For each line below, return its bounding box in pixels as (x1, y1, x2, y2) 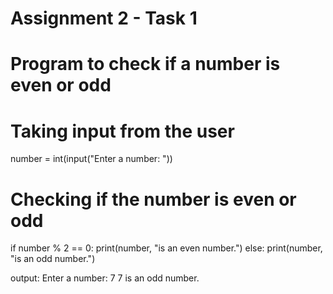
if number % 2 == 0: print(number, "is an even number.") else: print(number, (10, 242, 323, 254)
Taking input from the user (10, 120, 235, 142)
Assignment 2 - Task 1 (10, 7, 198, 30)
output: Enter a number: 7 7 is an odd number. (10, 272, 200, 284)
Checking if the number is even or (10, 188, 297, 211)
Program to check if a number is (10, 53, 281, 76)
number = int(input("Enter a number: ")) (10, 153, 173, 165)
